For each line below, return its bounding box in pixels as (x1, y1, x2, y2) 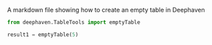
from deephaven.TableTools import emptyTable (7, 19, 140, 26)
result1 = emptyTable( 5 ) (7, 31, 79, 38)
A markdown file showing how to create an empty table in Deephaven (7, 6, 205, 14)
